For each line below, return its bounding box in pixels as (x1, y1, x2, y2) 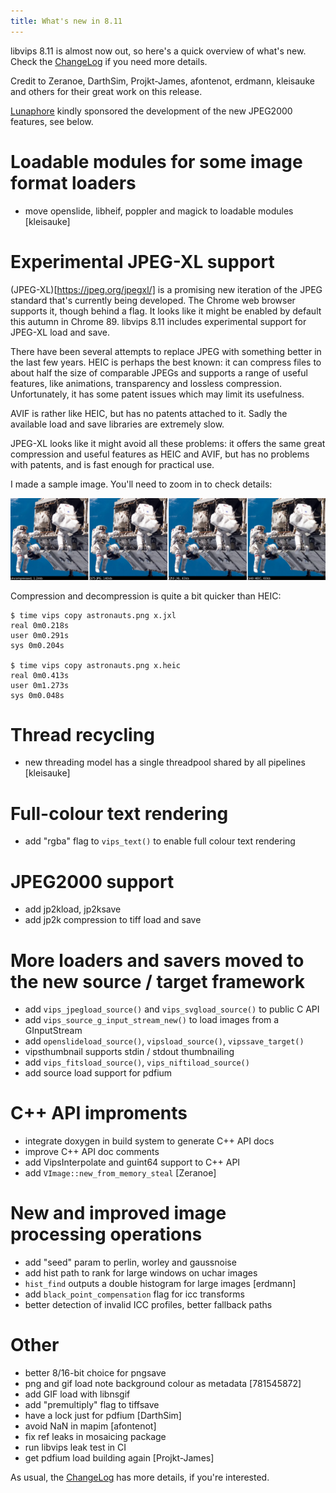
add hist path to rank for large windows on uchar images (24, 1267, 258, 1279)
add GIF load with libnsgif (24, 1388, 131, 1400)
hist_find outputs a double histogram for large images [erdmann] (24, 1278, 297, 1290)
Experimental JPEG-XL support (10, 250, 275, 273)
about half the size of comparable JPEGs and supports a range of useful (10, 366, 308, 379)
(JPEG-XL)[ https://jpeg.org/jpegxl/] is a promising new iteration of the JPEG (10, 283, 323, 295)
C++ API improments (10, 1102, 188, 1125)
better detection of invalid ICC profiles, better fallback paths (24, 1299, 273, 1311)
